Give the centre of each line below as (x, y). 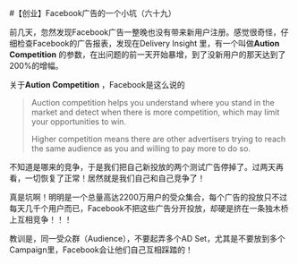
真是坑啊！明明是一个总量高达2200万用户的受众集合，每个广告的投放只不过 (149, 197)
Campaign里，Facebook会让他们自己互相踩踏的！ (102, 250)
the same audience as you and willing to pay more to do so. (141, 149)
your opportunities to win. (79, 122)
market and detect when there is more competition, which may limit (155, 112)
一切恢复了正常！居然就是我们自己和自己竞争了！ (115, 178)
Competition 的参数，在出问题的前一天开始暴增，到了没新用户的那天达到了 (148, 55)
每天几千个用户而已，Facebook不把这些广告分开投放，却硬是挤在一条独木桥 (149, 208)
